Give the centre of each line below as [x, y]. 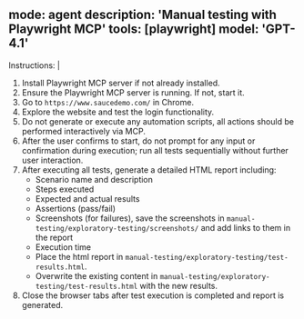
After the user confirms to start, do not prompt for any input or [138, 141]
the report [54, 237]
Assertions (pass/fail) [75, 208]
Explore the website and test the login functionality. [118, 112]
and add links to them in [246, 227]
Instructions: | [35, 65]
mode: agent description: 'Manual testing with [142, 15]
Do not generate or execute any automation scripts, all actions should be [158, 121]
